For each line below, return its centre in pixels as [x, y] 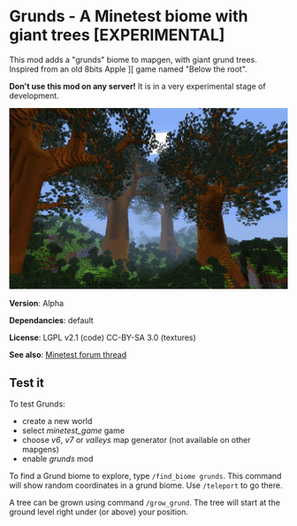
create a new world [57, 422]
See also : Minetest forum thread [68, 355]
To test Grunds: [38, 404]
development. [34, 96]
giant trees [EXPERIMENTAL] [117, 35]
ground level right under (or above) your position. [99, 512]
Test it [27, 383]
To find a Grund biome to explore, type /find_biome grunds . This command [145, 476]
